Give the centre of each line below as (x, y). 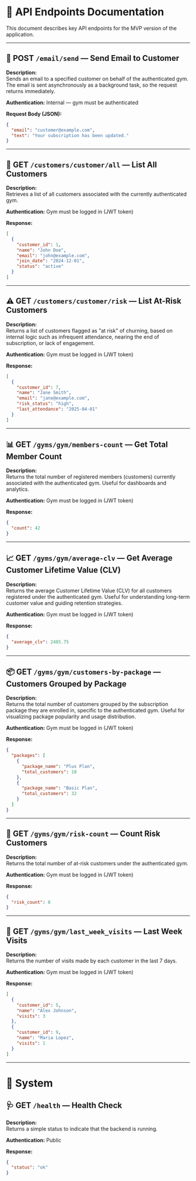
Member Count (34, 457)
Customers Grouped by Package (66, 684)
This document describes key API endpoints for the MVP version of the (91, 28)
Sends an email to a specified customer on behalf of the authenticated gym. (97, 78)
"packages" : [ (28, 756)
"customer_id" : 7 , (39, 387)
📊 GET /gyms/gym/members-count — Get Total (87, 445)
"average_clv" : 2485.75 (40, 642)
